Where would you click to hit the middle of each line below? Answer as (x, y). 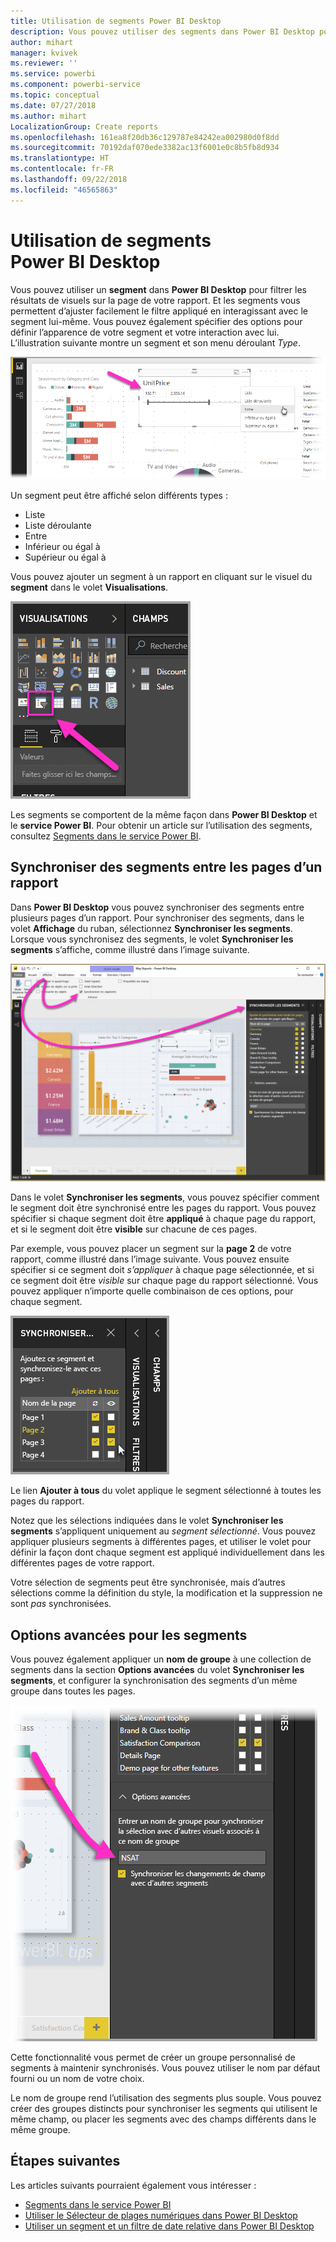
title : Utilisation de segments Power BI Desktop (116, 21)
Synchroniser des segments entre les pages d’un (166, 867)
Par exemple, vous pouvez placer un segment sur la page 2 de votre (151, 1249)
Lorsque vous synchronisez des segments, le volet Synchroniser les (152, 939)
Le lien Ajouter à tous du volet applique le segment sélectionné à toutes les (166, 1491)
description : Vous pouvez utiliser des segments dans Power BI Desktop (162, 31)
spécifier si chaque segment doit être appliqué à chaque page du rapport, (163, 1219)
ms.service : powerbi (53, 74)
